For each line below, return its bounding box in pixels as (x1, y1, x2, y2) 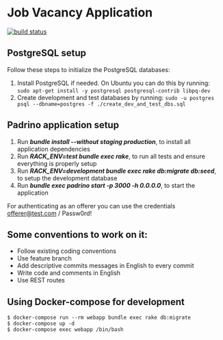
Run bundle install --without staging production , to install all (16, 137, 191, 145)
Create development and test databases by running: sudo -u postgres (16, 93, 215, 101)
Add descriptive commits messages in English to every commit (16, 262, 194, 270)
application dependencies (16, 145, 90, 153)
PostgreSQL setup (7, 47, 87, 59)
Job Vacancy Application (7, 5, 153, 21)
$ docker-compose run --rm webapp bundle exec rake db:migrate (7, 314, 192, 321)
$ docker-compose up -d (7, 320, 75, 327)
